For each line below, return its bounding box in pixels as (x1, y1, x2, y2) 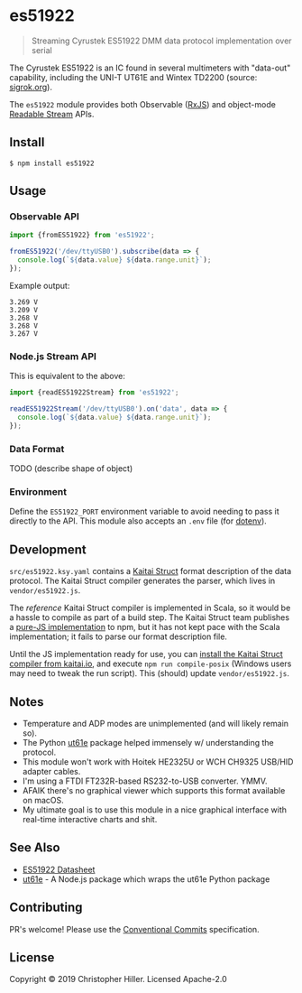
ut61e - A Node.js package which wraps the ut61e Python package (22, 873, 270, 885)
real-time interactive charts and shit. (22, 813, 158, 824)
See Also (9, 840, 60, 856)
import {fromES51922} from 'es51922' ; (9, 231, 155, 240)
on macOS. (22, 794, 65, 805)
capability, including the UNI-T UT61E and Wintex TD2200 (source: (9, 71, 258, 82)
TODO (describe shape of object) (9, 463, 133, 474)
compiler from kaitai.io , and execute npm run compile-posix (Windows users (9, 658, 292, 669)
